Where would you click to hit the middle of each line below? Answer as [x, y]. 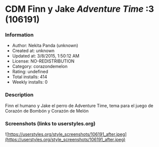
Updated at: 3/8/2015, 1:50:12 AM [46, 56]
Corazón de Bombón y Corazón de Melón [47, 111]
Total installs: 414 [30, 77]
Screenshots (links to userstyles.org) [50, 123]
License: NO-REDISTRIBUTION [43, 61]
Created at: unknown [33, 51]
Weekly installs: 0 [30, 82]
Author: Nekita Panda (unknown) [45, 46]
